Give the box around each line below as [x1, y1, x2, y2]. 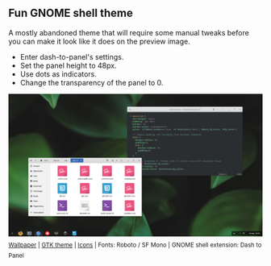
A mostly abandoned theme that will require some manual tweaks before [8, 27, 250, 37]
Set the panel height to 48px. [19, 60, 117, 70]
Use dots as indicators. [19, 69, 97, 79]
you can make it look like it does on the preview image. [8, 36, 191, 46]
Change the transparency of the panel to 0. [19, 77, 164, 87]
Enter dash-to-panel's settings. [19, 52, 124, 61]
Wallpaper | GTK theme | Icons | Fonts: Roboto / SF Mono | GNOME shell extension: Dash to [8, 241, 262, 249]
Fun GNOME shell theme [8, 6, 133, 20]
